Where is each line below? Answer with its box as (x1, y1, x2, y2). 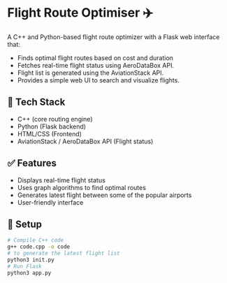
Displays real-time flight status (17, 175, 106, 184)
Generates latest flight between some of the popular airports (17, 191, 192, 199)
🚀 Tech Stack (7, 96, 66, 108)
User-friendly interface (17, 198, 84, 206)
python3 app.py (7, 269, 52, 276)
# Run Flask (7, 263, 42, 270)
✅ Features (7, 157, 57, 169)
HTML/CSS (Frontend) (17, 129, 82, 138)
